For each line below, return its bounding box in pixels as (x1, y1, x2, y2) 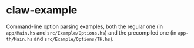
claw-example (6, 4, 78, 17)
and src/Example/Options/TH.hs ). (34, 35, 114, 42)
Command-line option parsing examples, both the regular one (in (6, 23, 163, 30)
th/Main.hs (6, 36, 33, 42)
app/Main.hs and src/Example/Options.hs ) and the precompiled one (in (6, 29, 177, 36)
